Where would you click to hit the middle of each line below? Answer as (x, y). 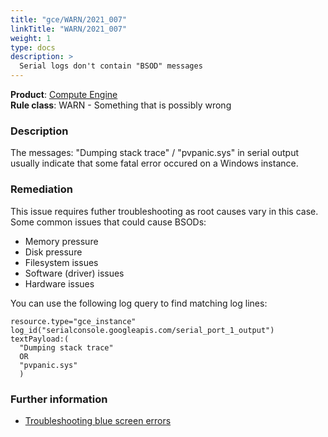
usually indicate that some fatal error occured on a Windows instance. (154, 163)
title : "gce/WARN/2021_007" (69, 19)
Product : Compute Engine (64, 94)
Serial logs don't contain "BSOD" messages (111, 66)
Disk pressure (53, 252)
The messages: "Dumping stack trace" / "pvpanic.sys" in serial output (155, 153)
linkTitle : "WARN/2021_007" (69, 29)
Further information (59, 399)
